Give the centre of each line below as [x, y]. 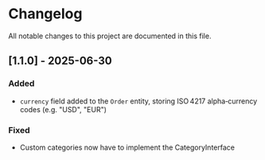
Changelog [45, 14]
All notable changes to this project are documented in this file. [110, 36]
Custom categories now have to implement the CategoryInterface [127, 147]
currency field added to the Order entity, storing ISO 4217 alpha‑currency [138, 101]
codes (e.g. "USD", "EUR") [63, 109]
